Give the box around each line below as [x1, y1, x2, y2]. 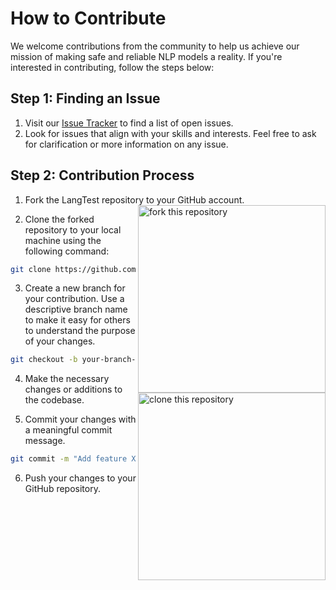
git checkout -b [10, 355, 78, 365]
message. [24, 435, 66, 447]
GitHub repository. [24, 483, 101, 495]
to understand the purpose [24, 325, 136, 337]
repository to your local [24, 223, 122, 236]
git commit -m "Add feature [10, 454, 128, 464]
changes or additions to [24, 383, 123, 396]
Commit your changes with [24, 413, 137, 426]
